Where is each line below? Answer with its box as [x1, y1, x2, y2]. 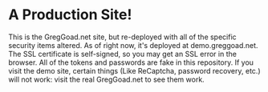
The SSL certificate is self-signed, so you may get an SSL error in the [8, 49, 237, 58]
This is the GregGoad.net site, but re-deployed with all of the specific [8, 32, 237, 42]
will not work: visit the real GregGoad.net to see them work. [8, 74, 205, 84]
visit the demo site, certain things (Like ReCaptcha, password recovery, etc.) [8, 66, 261, 75]
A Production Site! [8, 6, 132, 24]
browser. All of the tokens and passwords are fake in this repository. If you [8, 58, 254, 67]
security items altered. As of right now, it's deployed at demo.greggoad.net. [8, 40, 258, 50]
